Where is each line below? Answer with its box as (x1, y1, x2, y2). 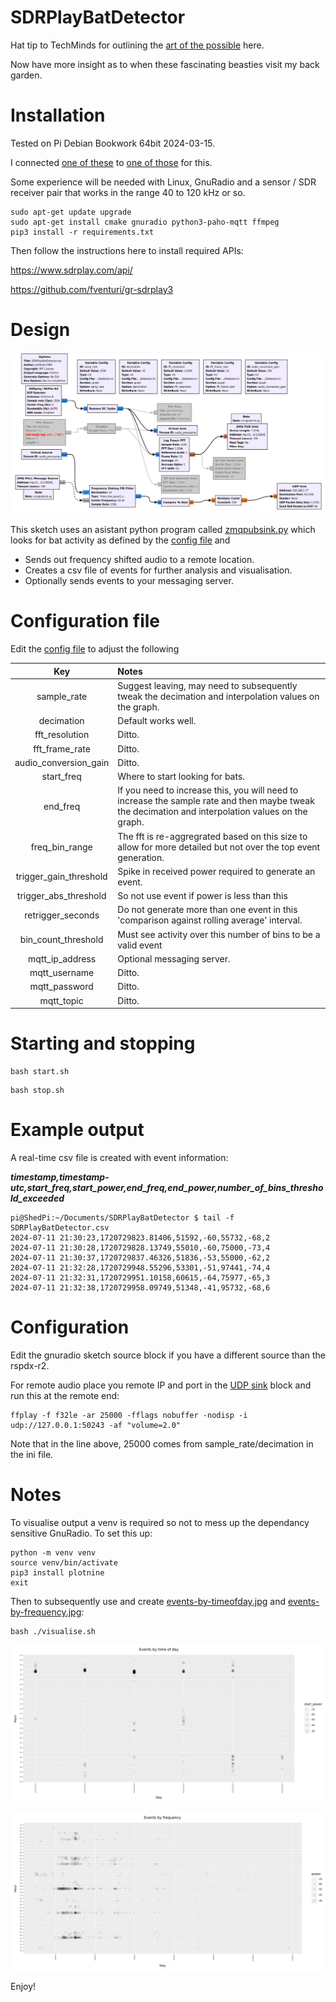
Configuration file (10, 610, 160, 633)
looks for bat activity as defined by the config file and (10, 534, 231, 546)
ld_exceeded (10, 1192, 65, 1205)
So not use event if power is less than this (117, 890, 288, 902)
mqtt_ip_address (28, 952, 97, 965)
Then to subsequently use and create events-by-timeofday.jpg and (10, 1595, 287, 1607)
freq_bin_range (30, 841, 93, 853)
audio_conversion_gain (14, 756, 110, 768)
